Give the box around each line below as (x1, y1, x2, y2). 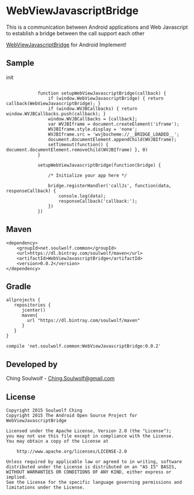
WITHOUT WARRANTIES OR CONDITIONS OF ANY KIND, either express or (6, 469, 172, 475)
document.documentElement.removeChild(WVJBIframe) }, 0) (6, 147, 148, 153)
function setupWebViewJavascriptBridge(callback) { (37, 90, 166, 96)
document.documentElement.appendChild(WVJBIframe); (47, 136, 177, 142)
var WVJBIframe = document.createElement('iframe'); (47, 121, 180, 127)
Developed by (6, 359, 58, 369)
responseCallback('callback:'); (58, 198, 138, 204)
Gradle (6, 281, 31, 291)
